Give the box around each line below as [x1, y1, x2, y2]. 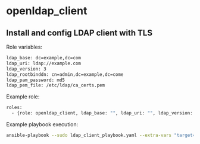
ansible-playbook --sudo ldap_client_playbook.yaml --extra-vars [6, 132, 171, 138]
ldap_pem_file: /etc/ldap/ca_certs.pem [6, 82, 105, 88]
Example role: [6, 93, 40, 100]
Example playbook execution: [6, 121, 79, 128]
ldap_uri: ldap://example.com [6, 60, 82, 66]
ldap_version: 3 [6, 66, 46, 72]
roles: [6, 105, 23, 111]
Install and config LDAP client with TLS [6, 28, 153, 38]
